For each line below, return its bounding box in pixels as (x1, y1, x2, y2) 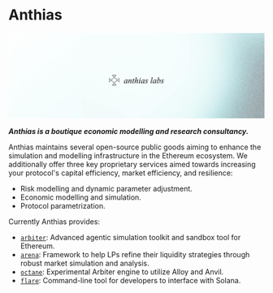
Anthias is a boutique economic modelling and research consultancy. (8, 126, 249, 136)
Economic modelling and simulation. (19, 192, 142, 202)
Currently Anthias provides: (8, 217, 100, 226)
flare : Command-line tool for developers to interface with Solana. (19, 275, 241, 285)
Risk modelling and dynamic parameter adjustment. (19, 183, 193, 193)
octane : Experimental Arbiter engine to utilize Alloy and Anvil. (19, 266, 224, 277)
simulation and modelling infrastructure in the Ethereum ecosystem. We (8, 150, 248, 160)
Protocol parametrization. (19, 200, 106, 210)
